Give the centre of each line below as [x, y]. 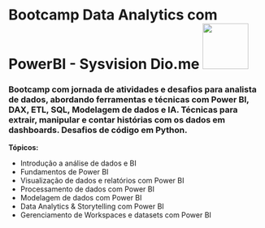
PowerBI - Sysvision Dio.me [104, 65]
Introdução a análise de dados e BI [78, 163]
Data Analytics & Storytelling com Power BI [92, 206]
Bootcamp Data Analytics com [113, 15]
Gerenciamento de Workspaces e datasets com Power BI [115, 215]
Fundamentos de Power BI [64, 172]
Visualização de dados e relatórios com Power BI [102, 181]
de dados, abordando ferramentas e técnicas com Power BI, [129, 100]
